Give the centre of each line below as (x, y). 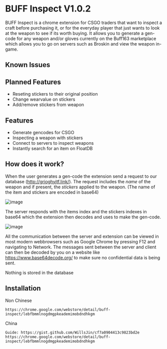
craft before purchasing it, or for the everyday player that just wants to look (82, 28)
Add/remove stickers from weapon (48, 105)
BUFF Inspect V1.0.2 (48, 9)
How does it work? (35, 164)
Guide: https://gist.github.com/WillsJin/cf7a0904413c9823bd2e (72, 332)
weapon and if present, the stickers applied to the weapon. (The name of (80, 187)
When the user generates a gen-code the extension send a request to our (81, 176)
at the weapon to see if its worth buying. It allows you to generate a (74, 33)
